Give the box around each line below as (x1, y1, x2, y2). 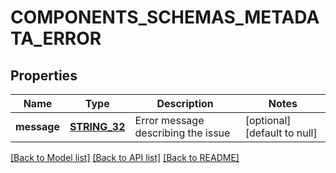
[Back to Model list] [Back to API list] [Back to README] (10, 152, 240, 163)
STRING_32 (69, 120, 126, 133)
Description (156, 97, 214, 110)
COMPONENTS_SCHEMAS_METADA (10, 6, 320, 29)
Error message (134, 114, 205, 127)
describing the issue (134, 126, 231, 140)
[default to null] (244, 126, 318, 140)
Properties (10, 67, 78, 84)
